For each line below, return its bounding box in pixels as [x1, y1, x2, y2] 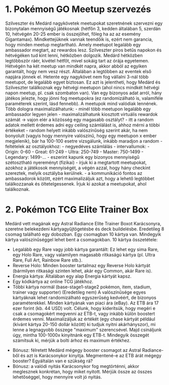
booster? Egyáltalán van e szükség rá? [12, 358, 93, 364]
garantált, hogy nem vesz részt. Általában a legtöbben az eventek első [5, 68, 151, 74]
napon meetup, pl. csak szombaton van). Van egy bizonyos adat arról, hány [5, 90, 162, 96]
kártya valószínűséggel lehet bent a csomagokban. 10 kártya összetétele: [5, 236, 158, 242]
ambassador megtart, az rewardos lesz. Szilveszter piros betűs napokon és [5, 47, 162, 53]
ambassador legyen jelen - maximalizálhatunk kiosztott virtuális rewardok [5, 111, 158, 117]
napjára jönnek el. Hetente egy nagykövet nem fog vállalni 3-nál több [5, 74, 149, 80]
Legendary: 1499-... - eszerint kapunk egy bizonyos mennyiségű [5, 154, 140, 160]
